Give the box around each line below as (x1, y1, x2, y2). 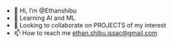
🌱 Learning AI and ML (13, 14, 76, 22)
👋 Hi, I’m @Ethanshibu (13, 7, 77, 14)
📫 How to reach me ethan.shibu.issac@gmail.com (13, 29, 158, 37)
